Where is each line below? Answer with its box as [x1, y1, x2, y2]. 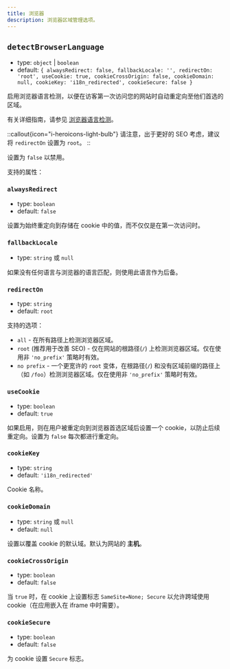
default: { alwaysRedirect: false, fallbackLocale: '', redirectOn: [16, 66, 213, 74]
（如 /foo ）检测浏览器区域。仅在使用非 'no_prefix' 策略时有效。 [16, 370, 201, 379]
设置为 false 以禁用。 [7, 153, 69, 162]
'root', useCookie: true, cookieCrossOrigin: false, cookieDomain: [16, 73, 214, 80]
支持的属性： [7, 168, 43, 176]
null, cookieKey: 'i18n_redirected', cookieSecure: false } [16, 79, 193, 86]
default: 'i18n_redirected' [16, 471, 93, 479]
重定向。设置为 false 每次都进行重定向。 [7, 432, 122, 440]
